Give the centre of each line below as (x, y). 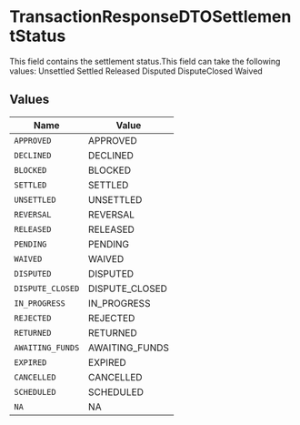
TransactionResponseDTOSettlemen (150, 17)
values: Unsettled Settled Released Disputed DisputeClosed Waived (136, 71)
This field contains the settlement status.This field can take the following (145, 61)
